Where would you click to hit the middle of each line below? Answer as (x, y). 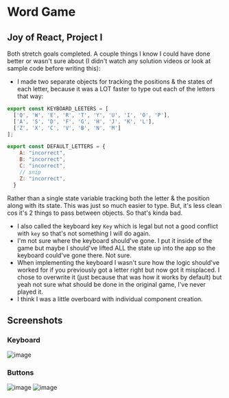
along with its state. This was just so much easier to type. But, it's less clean (114, 205)
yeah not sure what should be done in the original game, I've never (111, 284)
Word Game (41, 12)
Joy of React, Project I (55, 37)
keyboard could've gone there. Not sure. (74, 255)
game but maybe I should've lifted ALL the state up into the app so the (116, 248)
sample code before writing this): (54, 68)
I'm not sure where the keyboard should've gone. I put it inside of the (114, 240)
